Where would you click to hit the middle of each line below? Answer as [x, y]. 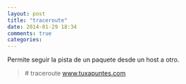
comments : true [30, 33]
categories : [25, 40]
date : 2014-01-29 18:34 [42, 27]
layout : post [26, 14]
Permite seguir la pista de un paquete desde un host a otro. [93, 59]
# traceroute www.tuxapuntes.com [75, 73]
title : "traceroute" [38, 20]
